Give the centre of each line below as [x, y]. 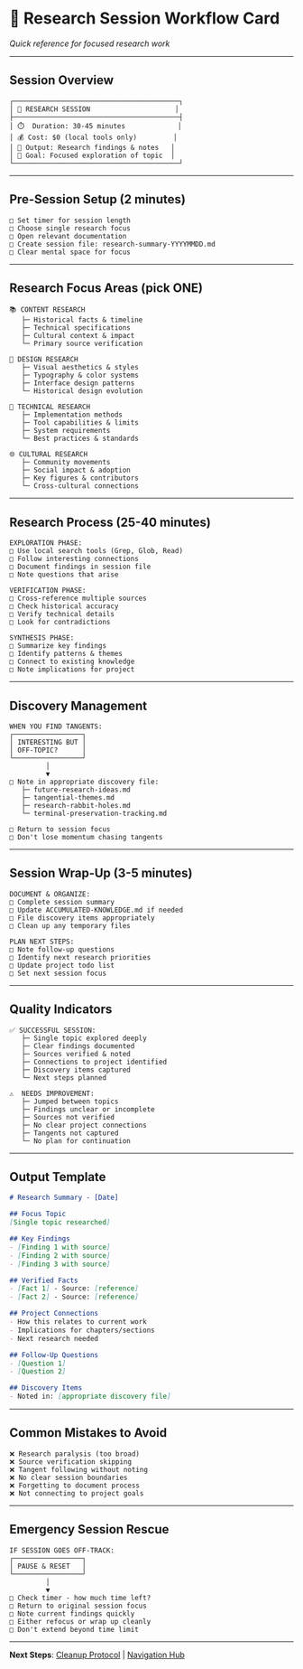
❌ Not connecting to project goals [77, 1493]
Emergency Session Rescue [89, 1529]
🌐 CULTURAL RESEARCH [49, 455]
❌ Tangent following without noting [79, 1469]
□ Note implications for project [72, 670]
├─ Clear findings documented [78, 1046]
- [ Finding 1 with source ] [60, 1247]
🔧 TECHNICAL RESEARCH [50, 407]
